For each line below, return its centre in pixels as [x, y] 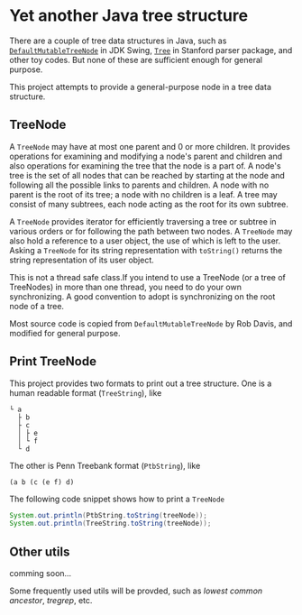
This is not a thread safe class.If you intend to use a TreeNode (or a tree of [147, 277]
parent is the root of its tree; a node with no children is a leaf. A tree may [143, 194]
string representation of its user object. [82, 260]
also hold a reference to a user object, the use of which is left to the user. [145, 241]
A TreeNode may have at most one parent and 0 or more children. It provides [150, 146]
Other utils [40, 551]
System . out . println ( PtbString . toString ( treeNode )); [108, 515]
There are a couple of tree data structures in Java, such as [118, 41]
